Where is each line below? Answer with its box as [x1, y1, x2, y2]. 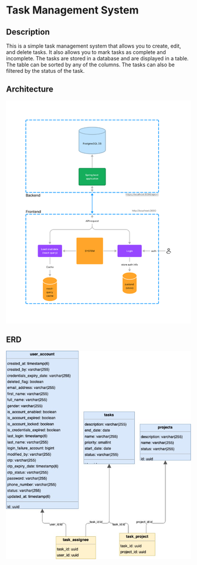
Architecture [6, 84, 54, 94]
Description [6, 27, 50, 37]
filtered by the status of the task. [6, 67, 85, 74]
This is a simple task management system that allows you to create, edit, [6, 42, 182, 49]
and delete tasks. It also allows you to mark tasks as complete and [6, 49, 166, 56]
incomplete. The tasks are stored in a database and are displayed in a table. [6, 55, 189, 62]
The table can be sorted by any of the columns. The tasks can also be [6, 61, 175, 68]
